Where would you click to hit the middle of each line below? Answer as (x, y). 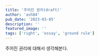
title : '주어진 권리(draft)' (34, 10)
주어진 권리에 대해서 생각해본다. (37, 48)
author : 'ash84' (22, 15)
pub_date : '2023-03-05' (31, 19)
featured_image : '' (26, 29)
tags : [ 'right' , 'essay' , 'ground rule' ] (50, 33)
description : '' (22, 24)
